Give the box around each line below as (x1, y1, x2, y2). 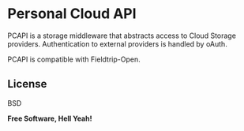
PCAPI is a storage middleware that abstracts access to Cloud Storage (7, 31, 236, 40)
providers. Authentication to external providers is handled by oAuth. (7, 39, 228, 48)
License (7, 77, 47, 91)
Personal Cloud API (7, 5, 137, 23)
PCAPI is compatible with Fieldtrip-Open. (7, 54, 141, 64)
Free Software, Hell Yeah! (7, 114, 92, 123)
